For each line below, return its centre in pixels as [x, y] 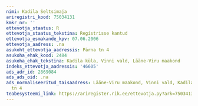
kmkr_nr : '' [21, 22]
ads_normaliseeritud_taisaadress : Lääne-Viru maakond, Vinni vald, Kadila [100, 83]
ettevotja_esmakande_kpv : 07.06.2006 [52, 39]
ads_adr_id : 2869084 [32, 72]
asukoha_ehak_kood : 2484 [37, 55]
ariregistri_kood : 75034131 [41, 17]
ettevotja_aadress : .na [35, 45]
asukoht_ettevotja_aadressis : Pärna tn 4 [58, 50]
